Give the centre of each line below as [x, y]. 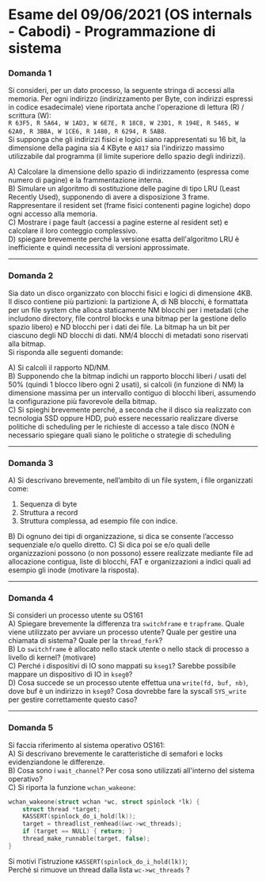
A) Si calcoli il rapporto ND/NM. [59, 368]
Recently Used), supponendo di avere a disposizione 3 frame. [109, 197]
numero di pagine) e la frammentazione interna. [86, 180]
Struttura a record [49, 513]
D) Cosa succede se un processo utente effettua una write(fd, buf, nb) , [128, 683]
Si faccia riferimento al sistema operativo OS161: [87, 745]
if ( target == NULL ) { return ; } [78, 831]
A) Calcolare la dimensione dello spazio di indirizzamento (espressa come [129, 171]
